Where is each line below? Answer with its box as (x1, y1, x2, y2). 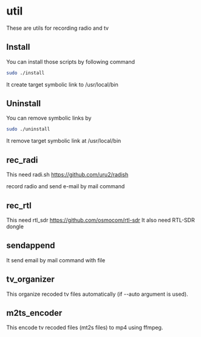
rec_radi (6, 155, 38, 165)
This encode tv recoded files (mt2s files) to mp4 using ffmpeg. (6, 324, 163, 332)
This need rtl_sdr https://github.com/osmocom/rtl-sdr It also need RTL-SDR (6, 216, 196, 223)
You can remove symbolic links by (6, 114, 92, 122)
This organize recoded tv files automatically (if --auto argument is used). (6, 290, 188, 298)
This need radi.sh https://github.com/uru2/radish (6, 171, 129, 179)
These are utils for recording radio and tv (6, 24, 109, 32)
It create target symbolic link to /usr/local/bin (6, 81, 118, 88)
